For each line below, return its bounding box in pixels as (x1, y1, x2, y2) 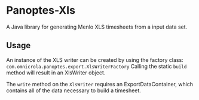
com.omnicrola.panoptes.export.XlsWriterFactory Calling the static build (6, 62, 187, 70)
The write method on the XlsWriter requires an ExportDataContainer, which (6, 80, 193, 87)
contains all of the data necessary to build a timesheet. (6, 87, 142, 94)
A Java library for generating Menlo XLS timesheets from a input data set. (6, 23, 188, 30)
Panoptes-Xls (6, 4, 76, 17)
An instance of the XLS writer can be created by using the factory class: (6, 56, 183, 63)
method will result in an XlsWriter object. (6, 69, 106, 76)
